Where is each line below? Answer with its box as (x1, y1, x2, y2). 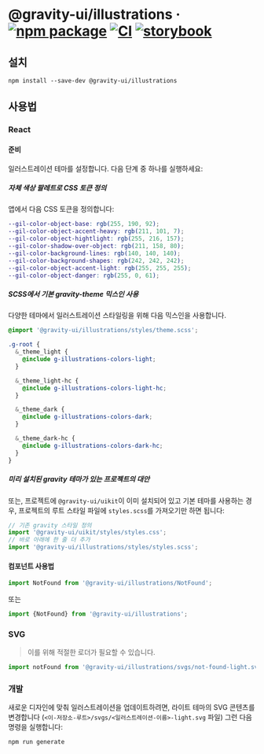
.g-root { (8, 341, 41, 349)
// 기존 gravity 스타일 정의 (8, 521, 92, 529)
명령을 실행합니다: (8, 723, 64, 732)
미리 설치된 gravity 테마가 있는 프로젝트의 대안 (8, 475, 150, 484)
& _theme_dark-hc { (15, 434, 76, 442)
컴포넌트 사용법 (8, 561, 55, 571)
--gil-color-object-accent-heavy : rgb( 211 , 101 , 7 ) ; (8, 227, 185, 235)
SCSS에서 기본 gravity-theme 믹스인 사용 (8, 290, 139, 299)
